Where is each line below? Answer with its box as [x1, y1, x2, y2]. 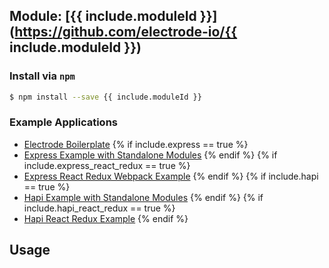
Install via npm [9, 69, 76, 83]
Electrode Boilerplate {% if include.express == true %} [23, 138, 249, 150]
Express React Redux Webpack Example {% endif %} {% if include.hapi [23, 170, 319, 182]
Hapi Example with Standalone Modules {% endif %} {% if [23, 191, 264, 203]
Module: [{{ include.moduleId [9, 8, 197, 25]
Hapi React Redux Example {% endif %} [23, 212, 189, 224]
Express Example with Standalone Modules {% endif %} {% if [23, 149, 278, 161]
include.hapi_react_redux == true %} [23, 202, 176, 214]
